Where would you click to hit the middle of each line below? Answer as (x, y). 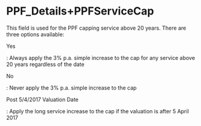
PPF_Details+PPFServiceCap (80, 11)
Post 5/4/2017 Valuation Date (43, 99)
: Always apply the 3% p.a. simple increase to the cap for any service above (101, 58)
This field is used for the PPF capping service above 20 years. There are (96, 28)
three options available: (35, 34)
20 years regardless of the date (45, 64)
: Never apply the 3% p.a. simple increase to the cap (72, 88)
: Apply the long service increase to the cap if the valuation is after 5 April (97, 111)
